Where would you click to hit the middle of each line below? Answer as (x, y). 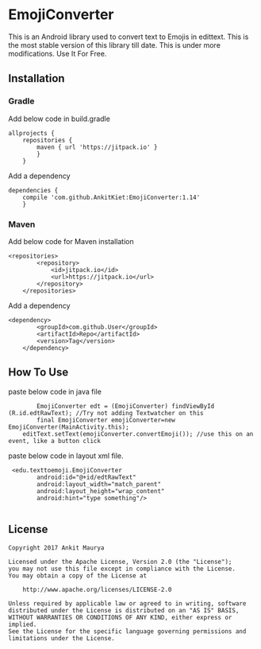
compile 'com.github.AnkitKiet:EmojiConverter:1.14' (111, 197)
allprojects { (32, 133)
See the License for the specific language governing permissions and (127, 631)
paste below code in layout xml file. (66, 456)
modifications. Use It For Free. (58, 53)
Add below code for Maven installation (71, 241)
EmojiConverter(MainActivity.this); (69, 427)
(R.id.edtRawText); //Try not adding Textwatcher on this (106, 413)
